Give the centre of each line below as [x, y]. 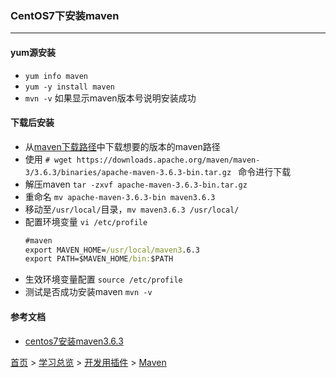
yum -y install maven [69, 87]
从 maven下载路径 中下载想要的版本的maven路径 [122, 146]
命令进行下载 [265, 171]
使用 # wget [48, 159]
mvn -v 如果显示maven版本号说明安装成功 [110, 98]
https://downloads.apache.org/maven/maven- [168, 160]
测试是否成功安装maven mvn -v [88, 292]
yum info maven [56, 76]
